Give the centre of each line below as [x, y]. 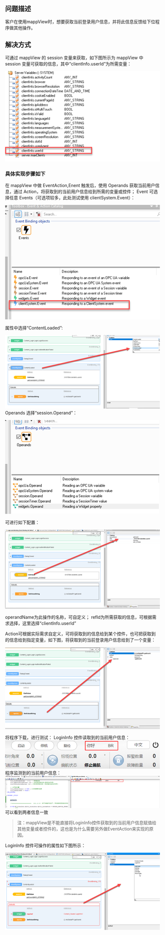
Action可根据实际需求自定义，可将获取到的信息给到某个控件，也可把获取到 [81, 634]
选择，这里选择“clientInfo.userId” [43, 623]
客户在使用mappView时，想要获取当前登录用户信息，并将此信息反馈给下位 [80, 22]
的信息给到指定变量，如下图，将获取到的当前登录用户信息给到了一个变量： [80, 640]
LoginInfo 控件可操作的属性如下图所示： [45, 845]
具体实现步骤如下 [25, 174]
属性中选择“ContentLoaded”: [34, 328]
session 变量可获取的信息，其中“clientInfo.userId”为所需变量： [68, 64]
